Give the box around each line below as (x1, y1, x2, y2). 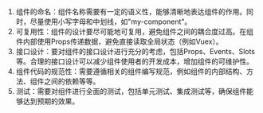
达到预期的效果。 (22, 96, 80, 106)
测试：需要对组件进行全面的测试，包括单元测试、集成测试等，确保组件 (15, 87, 247, 95)
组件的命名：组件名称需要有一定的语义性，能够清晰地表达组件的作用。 (15, 7, 247, 16)
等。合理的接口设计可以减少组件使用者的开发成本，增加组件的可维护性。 (15, 56, 253, 66)
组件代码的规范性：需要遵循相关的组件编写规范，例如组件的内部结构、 (15, 67, 247, 76)
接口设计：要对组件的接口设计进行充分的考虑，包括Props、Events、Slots (15, 47, 256, 56)
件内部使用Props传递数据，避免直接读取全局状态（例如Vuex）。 (15, 37, 223, 46)
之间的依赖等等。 (43, 76, 100, 86)
